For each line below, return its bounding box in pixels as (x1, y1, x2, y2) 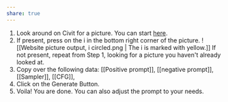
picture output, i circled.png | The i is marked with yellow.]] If (45, 43, 216, 51)
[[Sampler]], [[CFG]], (16, 73, 76, 81)
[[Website (16, 43, 44, 51)
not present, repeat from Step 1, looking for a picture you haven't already (16, 51, 221, 59)
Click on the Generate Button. (16, 79, 100, 88)
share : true (6, 10, 40, 17)
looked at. (16, 58, 45, 66)
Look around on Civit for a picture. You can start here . (16, 29, 168, 37)
